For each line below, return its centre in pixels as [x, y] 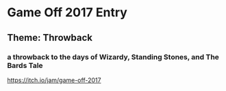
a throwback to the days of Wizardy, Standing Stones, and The [113, 57]
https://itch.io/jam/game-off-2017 [54, 80]
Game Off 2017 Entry [67, 13]
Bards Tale [25, 65]
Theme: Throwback [50, 38]
